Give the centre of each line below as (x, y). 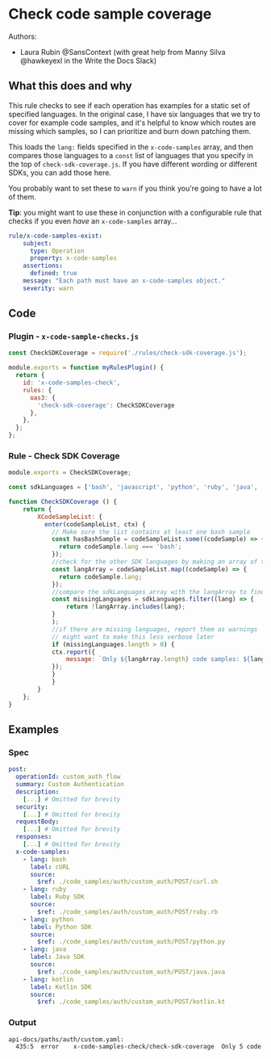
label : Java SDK (57, 957)
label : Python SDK (60, 927)
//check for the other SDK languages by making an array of (154, 562)
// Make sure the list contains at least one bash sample (151, 532)
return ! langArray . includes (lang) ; (125, 607)
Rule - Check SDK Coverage (64, 455)
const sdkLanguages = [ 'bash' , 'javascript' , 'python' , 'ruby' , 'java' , (133, 488)
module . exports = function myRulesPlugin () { (86, 368)
